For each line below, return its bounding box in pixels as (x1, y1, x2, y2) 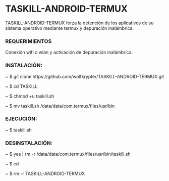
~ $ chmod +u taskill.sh (5, 93, 54, 99)
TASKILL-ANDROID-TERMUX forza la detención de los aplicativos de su (5, 20, 154, 26)
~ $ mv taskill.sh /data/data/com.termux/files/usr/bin (5, 103, 115, 109)
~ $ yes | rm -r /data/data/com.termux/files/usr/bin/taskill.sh (5, 151, 131, 157)
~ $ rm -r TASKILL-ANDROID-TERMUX (5, 170, 85, 177)
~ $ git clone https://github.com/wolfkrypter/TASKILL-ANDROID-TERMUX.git (5, 73, 164, 79)
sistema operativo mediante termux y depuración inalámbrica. (5, 25, 134, 31)
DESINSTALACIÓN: (5, 140, 53, 147)
